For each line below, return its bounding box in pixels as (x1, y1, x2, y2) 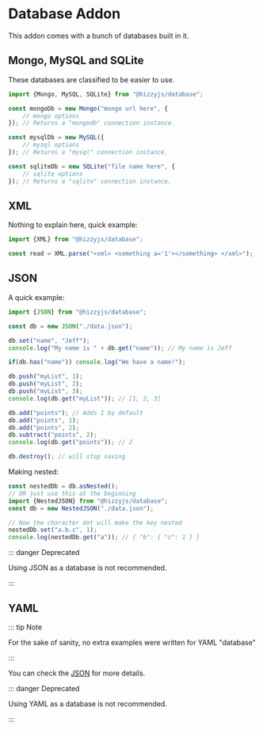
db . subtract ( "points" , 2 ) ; (8, 431, 97, 439)
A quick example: (8, 292, 65, 302)
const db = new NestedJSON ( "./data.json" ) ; (8, 504, 154, 512)
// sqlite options (22, 169, 83, 178)
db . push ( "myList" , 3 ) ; (8, 387, 83, 395)
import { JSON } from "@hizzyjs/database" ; (8, 308, 147, 316)
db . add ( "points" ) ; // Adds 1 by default (8, 409, 144, 416)
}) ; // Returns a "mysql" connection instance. (8, 148, 169, 156)
